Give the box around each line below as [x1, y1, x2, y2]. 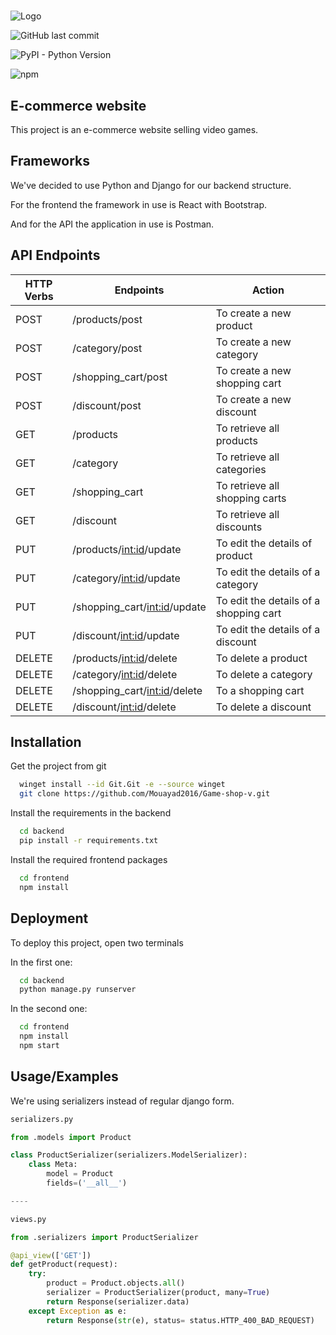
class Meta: [28, 1160, 78, 1170]
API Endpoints [10, 247, 101, 264]
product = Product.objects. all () [46, 1278, 186, 1289]
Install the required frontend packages [10, 853, 168, 865]
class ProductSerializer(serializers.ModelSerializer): [10, 1150, 248, 1160]
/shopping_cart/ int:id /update [72, 600, 207, 614]
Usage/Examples [10, 1068, 119, 1085]
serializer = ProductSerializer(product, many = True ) [46, 1288, 271, 1298]
